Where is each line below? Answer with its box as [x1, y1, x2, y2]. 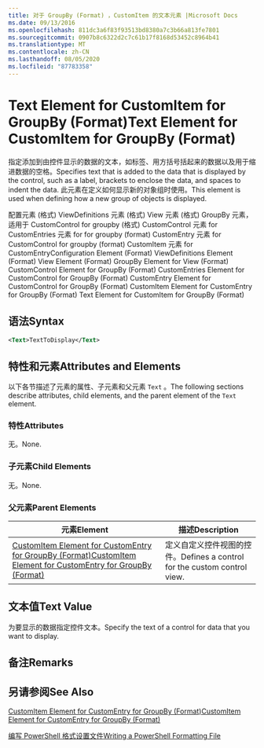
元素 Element [60, 524, 108, 535]
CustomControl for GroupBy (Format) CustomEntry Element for [8, 273, 211, 283]
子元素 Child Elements [8, 461, 92, 472]
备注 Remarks [8, 656, 74, 669]
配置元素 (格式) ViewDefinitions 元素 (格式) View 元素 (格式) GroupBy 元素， [8, 210, 253, 219]
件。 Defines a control [164, 552, 244, 563]
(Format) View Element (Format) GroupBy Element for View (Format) [8, 256, 229, 266]
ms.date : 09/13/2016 [8, 19, 76, 27]
